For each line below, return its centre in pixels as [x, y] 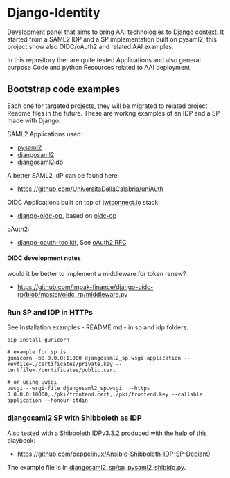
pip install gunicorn [38, 340]
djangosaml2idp [40, 162]
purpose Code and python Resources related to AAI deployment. [99, 67]
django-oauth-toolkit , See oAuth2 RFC [72, 242]
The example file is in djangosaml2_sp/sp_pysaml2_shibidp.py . [97, 467]
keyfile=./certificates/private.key [60, 365]
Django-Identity [54, 13]
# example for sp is [37, 352]
